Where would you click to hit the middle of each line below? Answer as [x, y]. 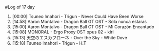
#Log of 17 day [20, 7]
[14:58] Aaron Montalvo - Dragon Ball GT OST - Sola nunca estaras [79, 22]
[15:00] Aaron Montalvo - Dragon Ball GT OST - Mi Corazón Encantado [83, 27]
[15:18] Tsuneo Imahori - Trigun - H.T [49, 43]
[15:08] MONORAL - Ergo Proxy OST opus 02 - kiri [63, 32]
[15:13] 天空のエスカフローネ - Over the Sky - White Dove [70, 38]
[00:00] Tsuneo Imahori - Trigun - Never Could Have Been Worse [78, 16]
